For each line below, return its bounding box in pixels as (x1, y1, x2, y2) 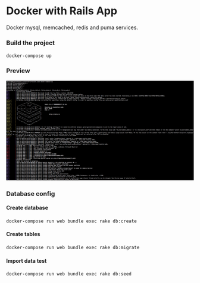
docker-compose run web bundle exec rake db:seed (6, 271, 132, 277)
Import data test (6, 257, 47, 264)
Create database (6, 204, 49, 212)
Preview (6, 67, 30, 75)
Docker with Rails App (6, 4, 118, 18)
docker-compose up (6, 53, 52, 59)
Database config (6, 189, 55, 197)
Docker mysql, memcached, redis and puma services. (6, 24, 139, 31)
